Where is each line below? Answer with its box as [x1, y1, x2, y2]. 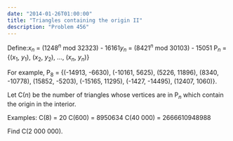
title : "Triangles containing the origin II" [7, 17, 142, 24]
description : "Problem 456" [7, 23, 90, 30]
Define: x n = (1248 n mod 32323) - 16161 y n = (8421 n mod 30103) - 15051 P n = [7, 43, 227, 53]
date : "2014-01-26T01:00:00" [7, 10, 93, 18]
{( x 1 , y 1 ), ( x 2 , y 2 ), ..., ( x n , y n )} [7, 53, 90, 63]
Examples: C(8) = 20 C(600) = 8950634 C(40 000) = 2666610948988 [7, 114, 211, 122]
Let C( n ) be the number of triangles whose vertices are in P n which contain [7, 90, 225, 101]
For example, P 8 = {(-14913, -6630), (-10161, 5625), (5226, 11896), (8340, [7, 68, 219, 78]
